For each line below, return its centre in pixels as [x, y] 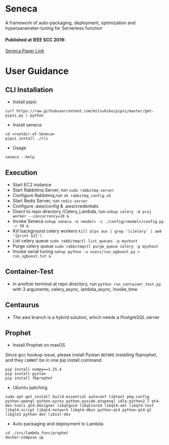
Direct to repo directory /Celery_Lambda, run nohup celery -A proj [82, 211]
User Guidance [37, 71]
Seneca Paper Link [25, 51]
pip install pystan [26, 374]
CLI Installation [29, 89]
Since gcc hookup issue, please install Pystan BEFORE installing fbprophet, [81, 355]
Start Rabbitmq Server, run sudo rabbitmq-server [63, 190]
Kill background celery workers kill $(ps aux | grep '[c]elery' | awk [87, 231]
